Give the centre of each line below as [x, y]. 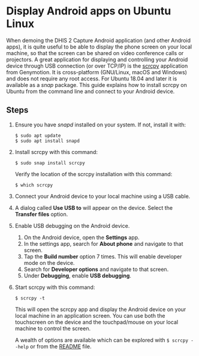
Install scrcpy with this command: [56, 152]
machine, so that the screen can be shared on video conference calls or [95, 53]
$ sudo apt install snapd [47, 141]
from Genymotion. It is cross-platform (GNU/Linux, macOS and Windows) [97, 72]
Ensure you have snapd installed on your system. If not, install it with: [100, 125]
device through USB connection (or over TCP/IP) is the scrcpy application [97, 66]
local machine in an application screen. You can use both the [90, 315]
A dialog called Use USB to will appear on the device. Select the [94, 207]
